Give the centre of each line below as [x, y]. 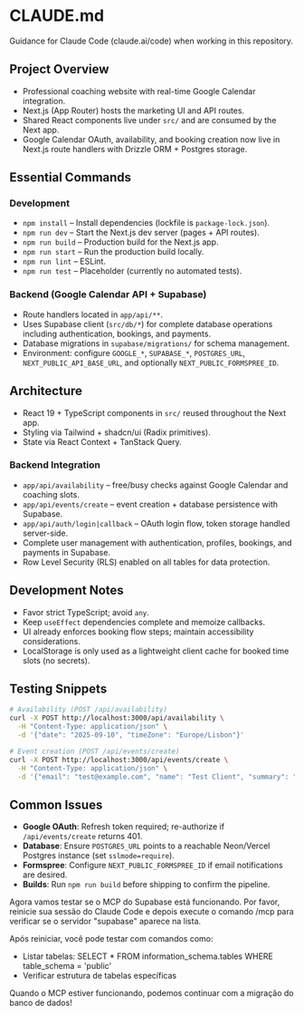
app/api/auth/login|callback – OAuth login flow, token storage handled [156, 523]
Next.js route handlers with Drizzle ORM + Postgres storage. [135, 149]
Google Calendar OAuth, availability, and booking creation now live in [151, 139]
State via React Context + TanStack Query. [102, 441]
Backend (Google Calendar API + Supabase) [108, 295]
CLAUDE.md [57, 16]
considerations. [52, 641]
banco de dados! [41, 1003]
